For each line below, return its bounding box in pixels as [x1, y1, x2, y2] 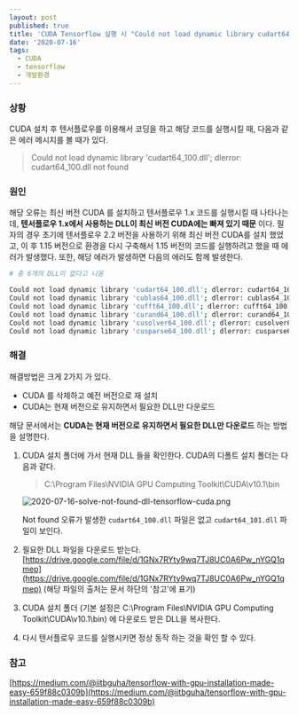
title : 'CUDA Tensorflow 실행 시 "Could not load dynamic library [9, 29, 255, 38]
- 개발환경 [17, 71, 51, 80]
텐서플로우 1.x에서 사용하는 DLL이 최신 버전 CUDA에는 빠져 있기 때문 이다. [20, 218, 275, 229]
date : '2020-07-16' [9, 37, 82, 47]
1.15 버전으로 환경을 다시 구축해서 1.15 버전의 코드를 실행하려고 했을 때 [39, 240, 279, 251]
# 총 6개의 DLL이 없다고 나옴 [9, 270, 105, 279]
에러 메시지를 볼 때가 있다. [18, 135, 109, 145]
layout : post [9, 12, 58, 22]
